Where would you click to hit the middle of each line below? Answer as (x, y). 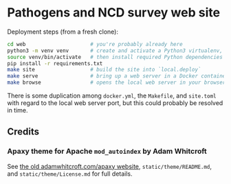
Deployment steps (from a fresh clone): (63, 32)
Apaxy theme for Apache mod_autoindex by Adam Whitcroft (107, 151)
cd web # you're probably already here (95, 44)
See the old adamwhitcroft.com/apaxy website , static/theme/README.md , (109, 166)
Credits (23, 132)
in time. (18, 111)
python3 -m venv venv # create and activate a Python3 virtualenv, (115, 50)
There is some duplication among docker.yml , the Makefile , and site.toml (112, 96)
